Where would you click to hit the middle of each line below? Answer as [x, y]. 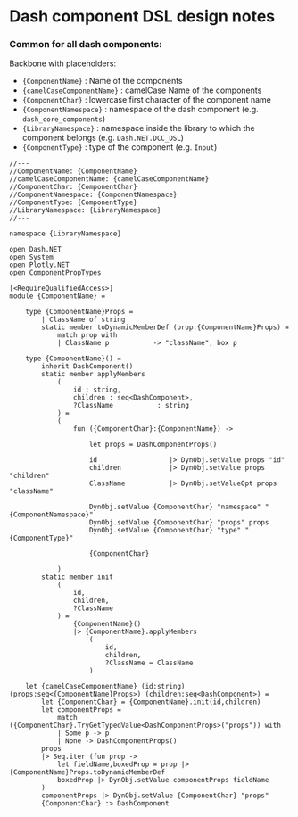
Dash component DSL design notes [142, 17]
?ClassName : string [131, 406]
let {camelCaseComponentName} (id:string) [105, 687]
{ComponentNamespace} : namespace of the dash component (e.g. [140, 110]
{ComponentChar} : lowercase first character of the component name [147, 100]
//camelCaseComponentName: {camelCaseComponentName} [109, 179]
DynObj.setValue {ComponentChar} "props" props [179, 523]
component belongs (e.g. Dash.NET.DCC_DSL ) [103, 138]
